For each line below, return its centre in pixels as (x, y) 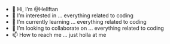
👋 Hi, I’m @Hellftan (35, 9)
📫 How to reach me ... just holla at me (59, 35)
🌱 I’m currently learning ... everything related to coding (79, 22)
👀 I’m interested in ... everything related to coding (72, 15)
